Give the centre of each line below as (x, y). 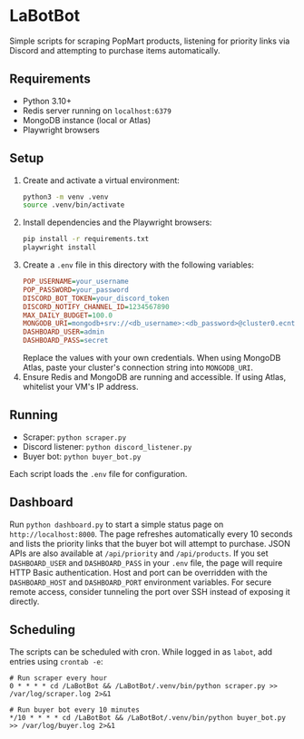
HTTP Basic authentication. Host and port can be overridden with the (138, 572)
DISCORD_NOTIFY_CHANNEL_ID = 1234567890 (96, 306)
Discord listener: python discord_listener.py (107, 446)
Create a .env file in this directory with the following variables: (138, 265)
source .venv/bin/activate (74, 205)
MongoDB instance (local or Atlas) (87, 120)
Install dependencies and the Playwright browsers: (117, 222)
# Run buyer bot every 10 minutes (75, 710)
